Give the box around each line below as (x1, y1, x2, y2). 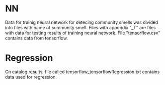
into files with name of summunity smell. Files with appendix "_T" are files (5, 24, 156, 30)
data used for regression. (5, 74, 57, 80)
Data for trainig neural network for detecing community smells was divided (5, 19, 158, 25)
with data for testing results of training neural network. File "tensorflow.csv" (5, 30, 161, 36)
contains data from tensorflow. (5, 35, 68, 41)
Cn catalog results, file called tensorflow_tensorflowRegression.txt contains (5, 69, 160, 75)
